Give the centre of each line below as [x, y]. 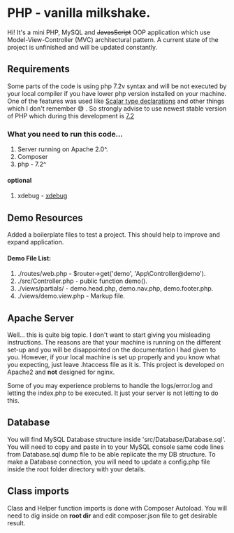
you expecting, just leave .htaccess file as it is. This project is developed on [116, 365]
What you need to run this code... [65, 134]
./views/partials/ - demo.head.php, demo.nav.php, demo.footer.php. [115, 289]
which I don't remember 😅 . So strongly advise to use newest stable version [117, 108]
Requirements [38, 69]
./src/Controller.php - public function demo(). [82, 281]
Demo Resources [45, 217]
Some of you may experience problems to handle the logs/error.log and [110, 386]
